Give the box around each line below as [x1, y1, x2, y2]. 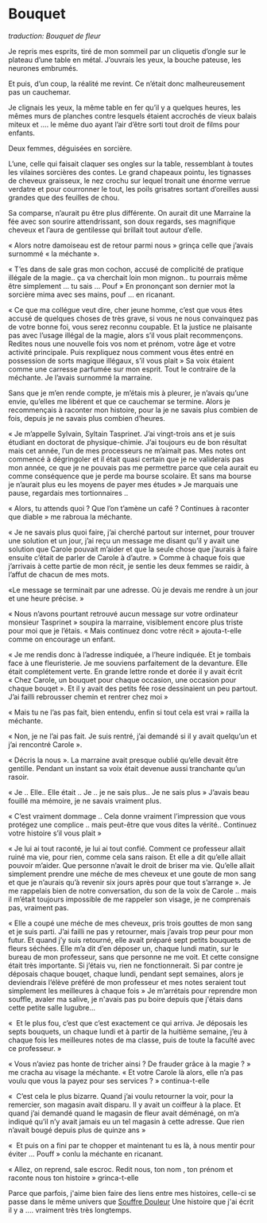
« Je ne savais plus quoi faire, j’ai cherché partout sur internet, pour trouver [8, 527, 255, 537]
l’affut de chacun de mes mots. [8, 570, 110, 579]
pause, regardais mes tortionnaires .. [8, 488, 129, 497]
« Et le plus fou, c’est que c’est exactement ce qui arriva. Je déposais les [8, 1018, 248, 1027]
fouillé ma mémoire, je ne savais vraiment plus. [8, 796, 161, 805]
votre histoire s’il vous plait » [8, 828, 102, 838]
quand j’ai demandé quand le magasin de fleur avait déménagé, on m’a [8, 1108, 240, 1118]
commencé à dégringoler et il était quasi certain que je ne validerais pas [8, 454, 245, 464]
